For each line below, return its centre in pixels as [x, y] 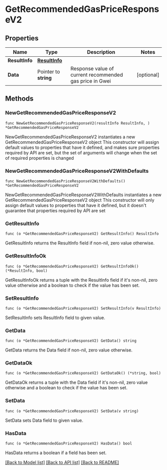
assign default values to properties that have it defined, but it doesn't [76, 205]
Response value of [92, 68]
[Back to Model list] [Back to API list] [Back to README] [62, 463]
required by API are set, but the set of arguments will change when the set [81, 152]
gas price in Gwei [90, 81]
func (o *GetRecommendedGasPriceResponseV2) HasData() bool [69, 444]
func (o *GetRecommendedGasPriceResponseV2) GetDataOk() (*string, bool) [83, 373]
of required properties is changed [40, 158]
